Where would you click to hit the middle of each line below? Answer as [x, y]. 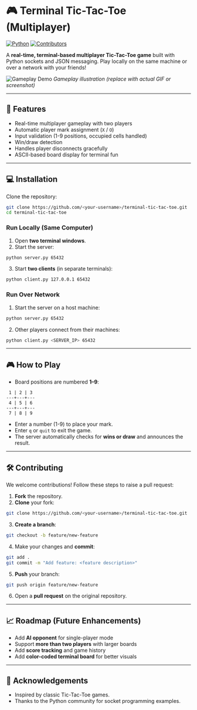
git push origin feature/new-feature [52, 585]
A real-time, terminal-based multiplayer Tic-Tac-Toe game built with [90, 55]
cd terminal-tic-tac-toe [36, 213]
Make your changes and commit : [55, 546]
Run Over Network [33, 295]
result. [22, 443]
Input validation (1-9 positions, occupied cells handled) [81, 136]
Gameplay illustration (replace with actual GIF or [112, 79]
